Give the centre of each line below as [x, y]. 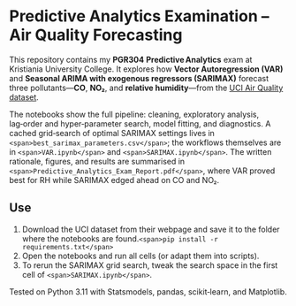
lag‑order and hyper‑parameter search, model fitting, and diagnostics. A [140, 123]
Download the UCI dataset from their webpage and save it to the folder [151, 229]
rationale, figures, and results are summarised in [97, 161]
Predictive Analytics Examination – [139, 16]
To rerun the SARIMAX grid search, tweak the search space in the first [150, 265]
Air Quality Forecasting [96, 35]
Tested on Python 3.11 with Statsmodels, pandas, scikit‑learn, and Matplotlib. [148, 291]
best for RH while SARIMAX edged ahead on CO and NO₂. [114, 180]
